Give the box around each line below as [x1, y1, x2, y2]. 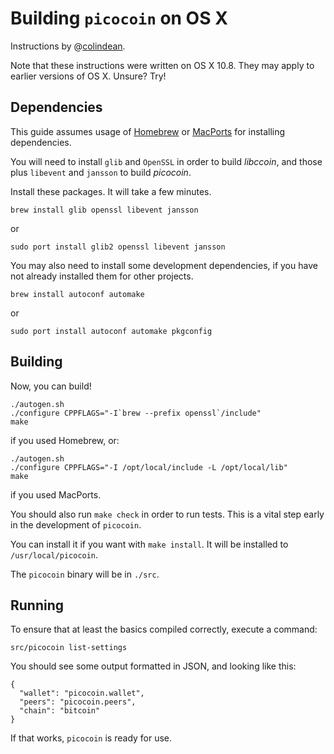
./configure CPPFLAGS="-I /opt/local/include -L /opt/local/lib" [10, 462, 288, 472]
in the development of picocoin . [10, 518, 142, 531]
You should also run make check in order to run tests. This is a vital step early [10, 508, 325, 520]
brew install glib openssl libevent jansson [10, 205, 199, 215]
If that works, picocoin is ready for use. [10, 732, 173, 744]
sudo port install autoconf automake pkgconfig [10, 326, 213, 336]
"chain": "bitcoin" [19, 706, 101, 716]
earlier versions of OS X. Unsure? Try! [10, 70, 167, 82]
